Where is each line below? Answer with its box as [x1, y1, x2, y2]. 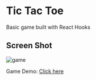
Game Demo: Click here [6, 68, 64, 75]
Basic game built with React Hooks [6, 24, 91, 31]
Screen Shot [6, 41, 52, 51]
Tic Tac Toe [6, 4, 64, 18]
